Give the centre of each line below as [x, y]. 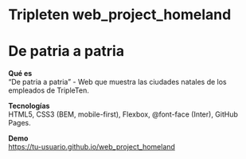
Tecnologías [29, 106]
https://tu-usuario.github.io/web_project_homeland [92, 147]
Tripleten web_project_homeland [120, 15]
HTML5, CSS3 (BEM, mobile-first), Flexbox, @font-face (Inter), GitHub [123, 114]
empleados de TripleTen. [49, 90]
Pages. [20, 123]
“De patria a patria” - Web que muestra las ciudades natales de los [117, 82]
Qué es [20, 74]
